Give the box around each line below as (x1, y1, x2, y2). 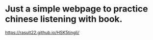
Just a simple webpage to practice (5, 3, 148, 14)
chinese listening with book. (5, 13, 123, 25)
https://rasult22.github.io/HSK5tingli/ (5, 29, 79, 35)
